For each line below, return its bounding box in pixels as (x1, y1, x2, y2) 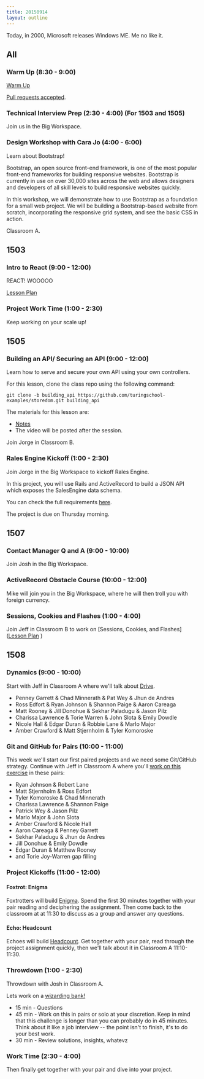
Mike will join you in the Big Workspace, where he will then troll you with (6, 590, 188, 597)
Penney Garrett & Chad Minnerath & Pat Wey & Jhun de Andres (15, 694, 175, 701)
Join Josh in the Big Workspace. (6, 560, 88, 568)
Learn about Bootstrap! (6, 152, 65, 160)
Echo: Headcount (6, 924, 52, 931)
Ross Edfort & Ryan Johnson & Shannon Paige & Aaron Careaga (15, 701, 176, 708)
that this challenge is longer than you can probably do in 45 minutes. (15, 1017, 189, 1024)
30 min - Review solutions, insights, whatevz (15, 1036, 128, 1044)
